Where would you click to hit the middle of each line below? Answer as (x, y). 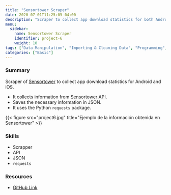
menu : (11, 24)
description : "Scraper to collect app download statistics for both (79, 19)
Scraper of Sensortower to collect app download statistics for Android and (83, 81)
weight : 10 (26, 43)
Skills (12, 136)
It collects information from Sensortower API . (60, 97)
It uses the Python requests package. (52, 107)
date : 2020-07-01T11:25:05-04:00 (41, 15)
